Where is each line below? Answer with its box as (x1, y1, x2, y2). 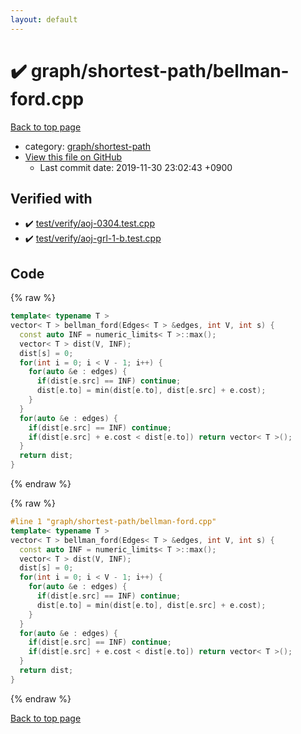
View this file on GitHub (24, 151, 123, 163)
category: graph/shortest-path (24, 140, 152, 152)
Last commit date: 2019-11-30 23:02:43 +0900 (39, 161, 233, 173)
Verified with (10, 190, 93, 207)
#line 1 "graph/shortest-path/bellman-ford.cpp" (10, 517, 217, 527)
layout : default (10, 14, 78, 25)
